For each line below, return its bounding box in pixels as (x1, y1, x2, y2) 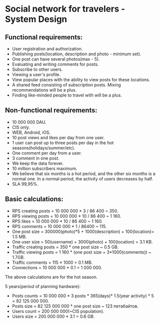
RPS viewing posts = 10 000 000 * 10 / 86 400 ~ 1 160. (12, 213, 122, 219)
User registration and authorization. (12, 46, 83, 51)
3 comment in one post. (12, 155, 59, 161)
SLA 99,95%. (12, 181, 39, 187)
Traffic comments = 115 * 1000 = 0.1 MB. (12, 259, 93, 265)
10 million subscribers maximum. (12, 165, 77, 171)
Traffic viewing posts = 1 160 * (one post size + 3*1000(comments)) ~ (12, 249, 151, 255)
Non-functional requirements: (5, 106, 98, 114)
